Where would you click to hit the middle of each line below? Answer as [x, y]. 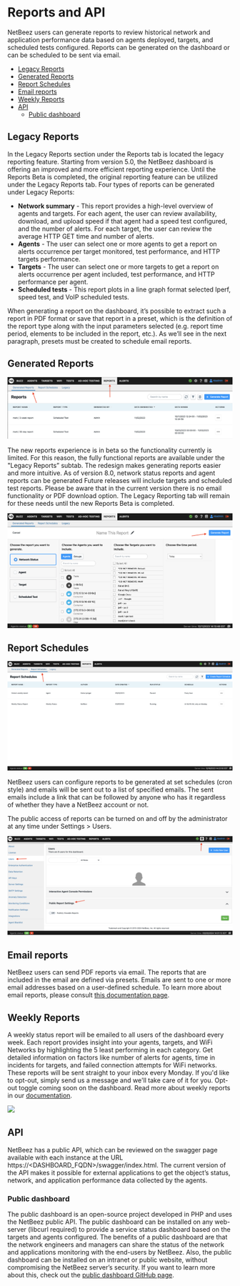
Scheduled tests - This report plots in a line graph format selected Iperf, [124, 289]
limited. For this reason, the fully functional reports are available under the [116, 457]
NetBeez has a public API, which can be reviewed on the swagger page [112, 1150]
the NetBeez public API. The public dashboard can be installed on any [110, 1222]
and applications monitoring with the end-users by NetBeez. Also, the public [120, 1252]
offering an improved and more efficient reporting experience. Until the [112, 169]
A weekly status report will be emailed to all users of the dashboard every [116, 1035]
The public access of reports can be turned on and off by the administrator [117, 818]
